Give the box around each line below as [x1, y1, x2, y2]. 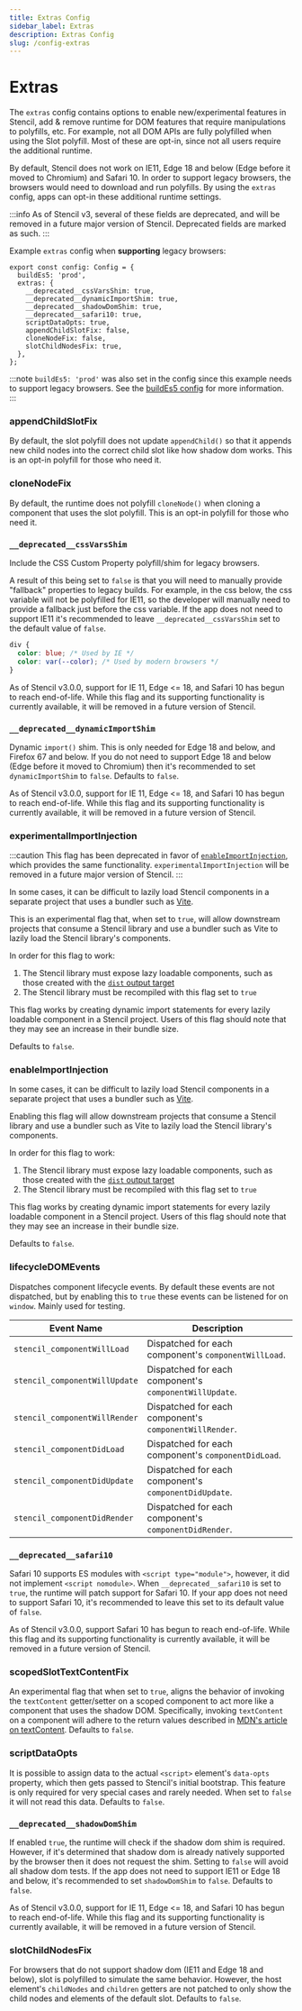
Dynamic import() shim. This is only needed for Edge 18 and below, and [9, 741, 276, 753]
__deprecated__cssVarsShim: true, [25, 287, 155, 296]
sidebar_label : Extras [9, 22, 94, 31]
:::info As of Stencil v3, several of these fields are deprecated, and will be [9, 209, 280, 220]
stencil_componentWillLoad [13, 1344, 129, 1354]
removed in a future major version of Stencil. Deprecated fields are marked [9, 218, 287, 230]
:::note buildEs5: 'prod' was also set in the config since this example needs [9, 373, 292, 384]
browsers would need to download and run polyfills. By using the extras [9, 182, 277, 193]
